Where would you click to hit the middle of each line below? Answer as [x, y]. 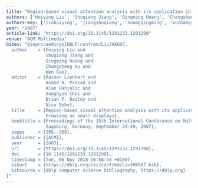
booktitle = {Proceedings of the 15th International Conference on [96, 121]
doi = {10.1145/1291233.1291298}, [62, 154]
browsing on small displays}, [82, 116]
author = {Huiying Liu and [48, 50]
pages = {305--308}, [42, 132]
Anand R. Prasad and [71, 83]
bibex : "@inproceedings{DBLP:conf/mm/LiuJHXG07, [67, 45]
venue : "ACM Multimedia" [37, 39]
